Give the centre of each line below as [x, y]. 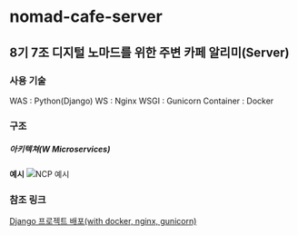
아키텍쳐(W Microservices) [60, 149]
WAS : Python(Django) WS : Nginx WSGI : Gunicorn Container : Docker [142, 101]
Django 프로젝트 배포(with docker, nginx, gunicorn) [103, 221]
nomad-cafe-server [86, 17]
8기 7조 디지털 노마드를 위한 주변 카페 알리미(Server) [149, 52]
